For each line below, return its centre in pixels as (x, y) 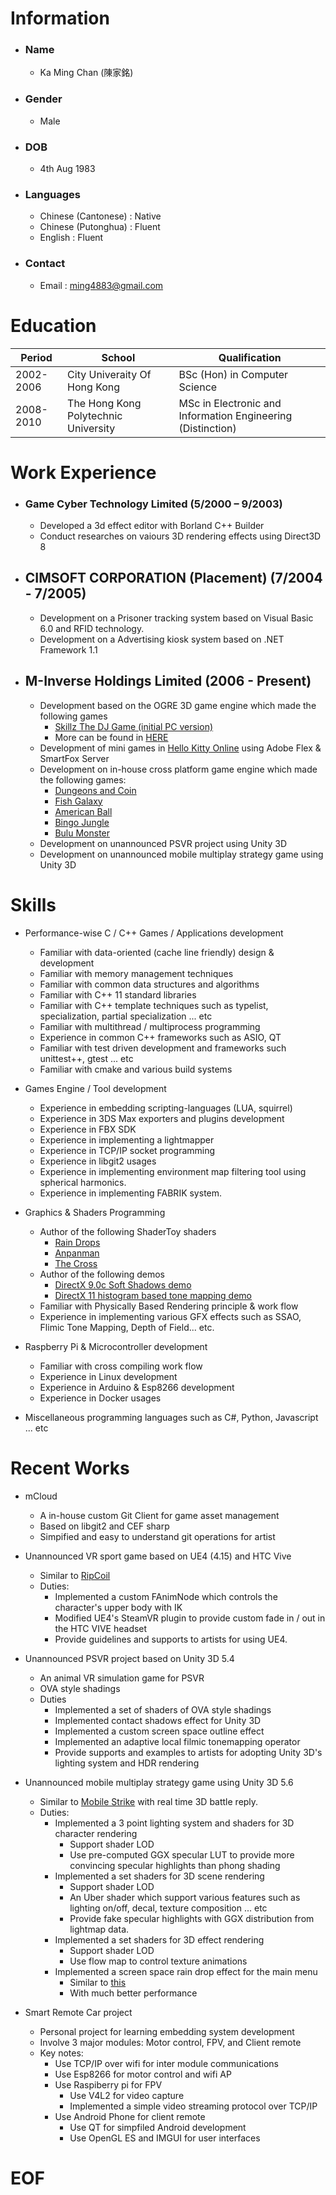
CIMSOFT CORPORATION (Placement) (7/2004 (173, 578)
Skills (33, 904)
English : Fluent (71, 238)
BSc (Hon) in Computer (233, 374)
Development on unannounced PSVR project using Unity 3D (163, 843)
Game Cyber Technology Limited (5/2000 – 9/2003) (153, 504)
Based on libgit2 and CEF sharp (104, 1526)
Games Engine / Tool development (95, 1088)
